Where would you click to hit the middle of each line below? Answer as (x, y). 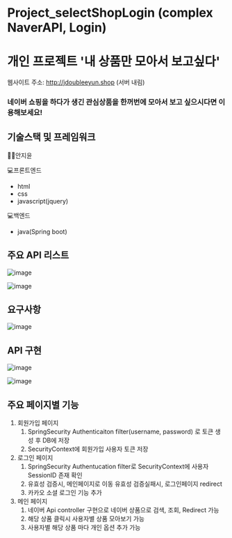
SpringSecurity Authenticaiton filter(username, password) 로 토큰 (121, 432)
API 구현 (24, 350)
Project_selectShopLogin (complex (110, 13)
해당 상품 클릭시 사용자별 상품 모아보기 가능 (86, 519)
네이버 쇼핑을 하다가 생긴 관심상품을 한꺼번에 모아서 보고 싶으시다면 (112, 102)
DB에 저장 (56, 440)
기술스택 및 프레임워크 (51, 137)
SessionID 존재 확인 (55, 475)
